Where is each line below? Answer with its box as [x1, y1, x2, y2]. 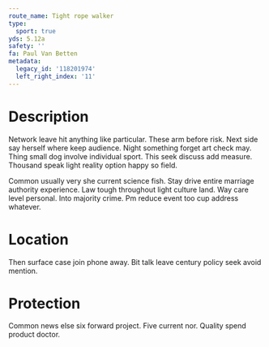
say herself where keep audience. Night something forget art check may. [8, 143, 252, 153]
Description [8, 107, 89, 126]
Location [8, 230, 69, 249]
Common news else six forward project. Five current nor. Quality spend [8, 321, 247, 331]
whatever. [8, 202, 42, 211]
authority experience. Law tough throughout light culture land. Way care [8, 184, 249, 194]
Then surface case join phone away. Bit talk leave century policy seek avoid [8, 257, 262, 267]
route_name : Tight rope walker [8, 11, 114, 20]
